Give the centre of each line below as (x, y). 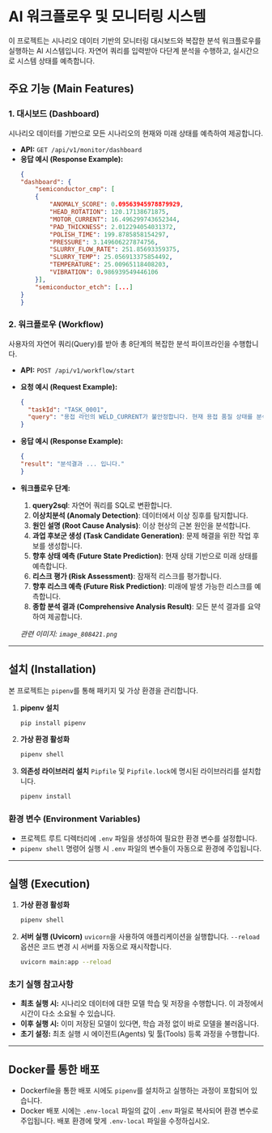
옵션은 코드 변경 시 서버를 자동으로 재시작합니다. (96, 947)
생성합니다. (65, 545)
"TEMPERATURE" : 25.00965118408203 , (110, 265)
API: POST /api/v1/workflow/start (77, 370)
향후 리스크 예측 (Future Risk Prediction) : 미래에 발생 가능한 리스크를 (142, 586)
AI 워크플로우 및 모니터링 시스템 (107, 17)
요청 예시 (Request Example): (69, 386)
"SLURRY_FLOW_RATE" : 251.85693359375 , (115, 249)
